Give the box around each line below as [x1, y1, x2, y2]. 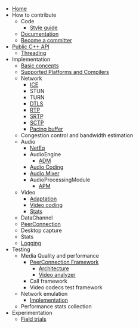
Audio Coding [29, 163, 64, 171]
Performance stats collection [20, 303, 92, 310]
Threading [20, 49, 47, 56]
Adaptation [29, 195, 57, 202]
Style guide [29, 24, 58, 31]
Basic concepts [20, 62, 59, 69]
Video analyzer [38, 271, 76, 278]
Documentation [20, 30, 59, 38]
